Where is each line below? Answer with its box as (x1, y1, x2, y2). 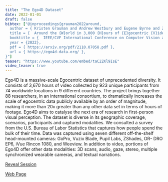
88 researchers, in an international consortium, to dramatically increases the (5, 93, 162, 99)
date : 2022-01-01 (5, 12, 41, 17)
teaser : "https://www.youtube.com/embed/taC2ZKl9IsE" (5, 59, 120, 64)
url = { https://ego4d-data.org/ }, (9, 49, 86, 54)
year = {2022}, (9, 40, 41, 45)
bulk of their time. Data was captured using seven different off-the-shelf (5, 130, 154, 136)
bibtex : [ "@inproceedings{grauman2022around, (5, 21, 101, 27)
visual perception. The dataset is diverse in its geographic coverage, (5, 114, 146, 120)
